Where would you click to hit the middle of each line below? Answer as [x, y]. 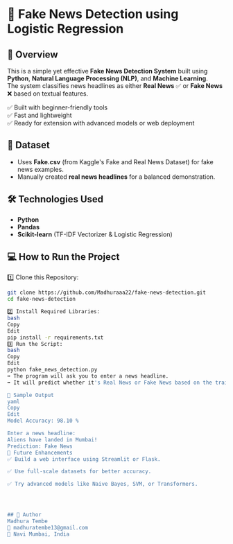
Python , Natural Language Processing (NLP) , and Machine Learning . [107, 78]
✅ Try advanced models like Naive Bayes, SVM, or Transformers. [103, 484]
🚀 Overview [33, 54]
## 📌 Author [24, 515]
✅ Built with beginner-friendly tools [58, 107]
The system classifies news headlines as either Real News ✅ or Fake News [115, 86]
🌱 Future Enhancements [40, 453]
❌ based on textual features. [48, 94]
